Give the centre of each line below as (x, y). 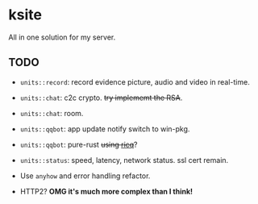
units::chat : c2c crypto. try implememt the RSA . (101, 98)
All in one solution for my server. (62, 37)
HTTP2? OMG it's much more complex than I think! (106, 191)
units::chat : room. (52, 113)
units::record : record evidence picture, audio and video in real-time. (135, 81)
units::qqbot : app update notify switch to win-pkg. (105, 129)
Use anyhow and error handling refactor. (85, 176)
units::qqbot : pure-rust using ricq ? (79, 144)
